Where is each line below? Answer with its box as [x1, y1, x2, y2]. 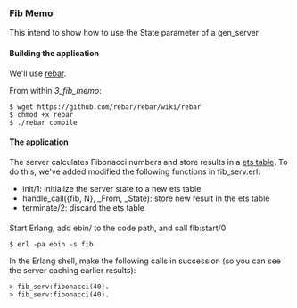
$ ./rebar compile [9, 118, 78, 127]
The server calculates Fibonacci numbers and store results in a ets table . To [9, 156, 288, 167]
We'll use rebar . [9, 68, 67, 79]
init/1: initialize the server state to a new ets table [21, 183, 202, 194]
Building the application [9, 47, 100, 58]
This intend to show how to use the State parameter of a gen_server [9, 28, 260, 38]
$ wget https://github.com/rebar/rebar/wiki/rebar [9, 102, 202, 112]
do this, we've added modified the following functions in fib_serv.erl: [9, 166, 261, 177]
